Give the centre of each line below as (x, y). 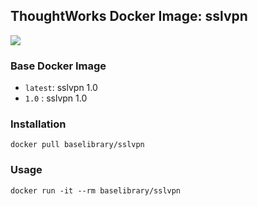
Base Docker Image (58, 66)
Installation (38, 124)
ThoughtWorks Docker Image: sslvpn (129, 16)
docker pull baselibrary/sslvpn (77, 145)
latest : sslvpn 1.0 (61, 88)
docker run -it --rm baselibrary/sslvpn (96, 190)
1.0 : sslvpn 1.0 (56, 98)
